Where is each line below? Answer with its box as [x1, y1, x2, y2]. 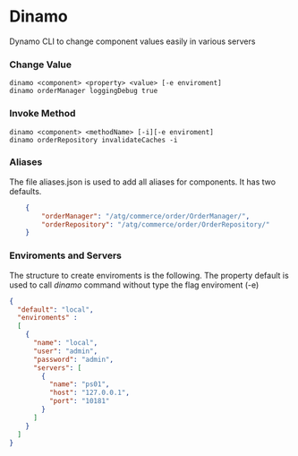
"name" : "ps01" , [48, 380, 110, 389]
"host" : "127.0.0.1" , [48, 388, 130, 398]
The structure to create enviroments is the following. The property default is [9, 270, 289, 280]
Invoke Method [9, 108, 76, 120]
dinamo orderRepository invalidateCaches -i [9, 135, 178, 144]
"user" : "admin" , [32, 347, 98, 356]
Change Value [9, 58, 72, 71]
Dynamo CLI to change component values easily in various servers [9, 36, 256, 47]
